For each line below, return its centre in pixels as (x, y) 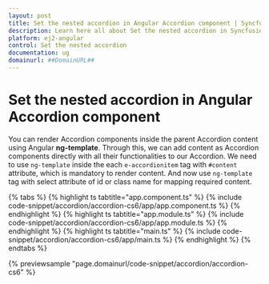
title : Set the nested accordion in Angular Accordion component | (123, 23)
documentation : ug (39, 53)
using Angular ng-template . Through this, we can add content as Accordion (134, 147)
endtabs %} (28, 248)
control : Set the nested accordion (68, 46)
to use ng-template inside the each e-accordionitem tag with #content (123, 164)
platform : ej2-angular (46, 38)
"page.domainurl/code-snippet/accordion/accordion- (160, 263)
